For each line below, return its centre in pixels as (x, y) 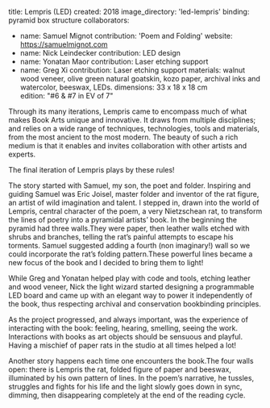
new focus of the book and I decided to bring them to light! (106, 262)
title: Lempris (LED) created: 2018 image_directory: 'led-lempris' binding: (129, 12)
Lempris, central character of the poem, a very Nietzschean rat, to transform (135, 211)
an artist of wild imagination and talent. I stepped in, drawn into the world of (134, 202)
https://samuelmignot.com (64, 44)
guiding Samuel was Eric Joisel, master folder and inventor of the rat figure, (134, 194)
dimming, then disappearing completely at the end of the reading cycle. (127, 395)
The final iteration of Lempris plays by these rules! (91, 170)
